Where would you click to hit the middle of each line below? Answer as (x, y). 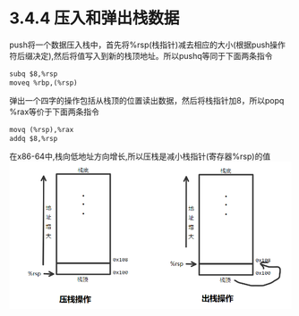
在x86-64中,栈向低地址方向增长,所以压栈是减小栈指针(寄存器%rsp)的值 (140, 156)
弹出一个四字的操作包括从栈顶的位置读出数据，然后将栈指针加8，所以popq (147, 100)
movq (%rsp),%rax (42, 129)
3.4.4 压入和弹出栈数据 (94, 18)
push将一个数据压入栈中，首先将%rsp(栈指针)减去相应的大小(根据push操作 (148, 45)
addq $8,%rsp (34, 138)
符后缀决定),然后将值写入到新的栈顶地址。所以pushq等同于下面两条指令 (141, 55)
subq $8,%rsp (34, 74)
